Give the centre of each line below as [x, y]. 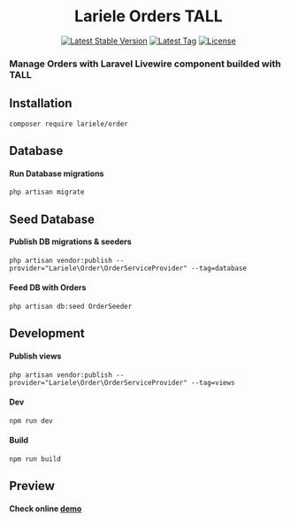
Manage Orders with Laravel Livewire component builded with [145, 64]
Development [47, 334]
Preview [32, 486]
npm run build [35, 459]
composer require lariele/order [69, 124]
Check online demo [46, 509]
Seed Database [52, 219]
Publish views [35, 357]
